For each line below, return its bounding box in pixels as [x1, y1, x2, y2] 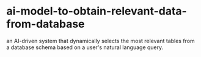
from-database [6, 17, 85, 31]
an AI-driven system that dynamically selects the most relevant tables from [6, 37, 196, 44]
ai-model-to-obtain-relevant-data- [6, 4, 188, 18]
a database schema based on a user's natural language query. [6, 44, 164, 51]
